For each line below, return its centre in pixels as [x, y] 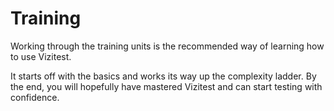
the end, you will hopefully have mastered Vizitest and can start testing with [166, 86]
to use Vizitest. [41, 56]
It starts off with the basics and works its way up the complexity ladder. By [163, 76]
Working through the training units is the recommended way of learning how [167, 46]
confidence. [35, 97]
